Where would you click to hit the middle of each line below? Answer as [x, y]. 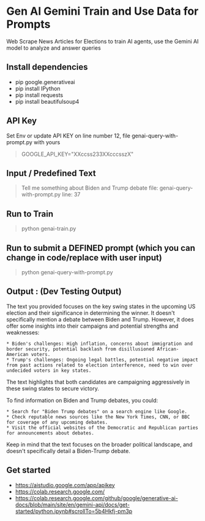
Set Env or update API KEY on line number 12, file [68, 136]
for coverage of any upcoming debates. [57, 422]
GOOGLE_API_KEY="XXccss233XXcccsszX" [77, 154]
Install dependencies [47, 67]
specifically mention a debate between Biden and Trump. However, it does [100, 319]
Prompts [28, 24]
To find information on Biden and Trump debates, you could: [82, 400]
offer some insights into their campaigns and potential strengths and [92, 326]
